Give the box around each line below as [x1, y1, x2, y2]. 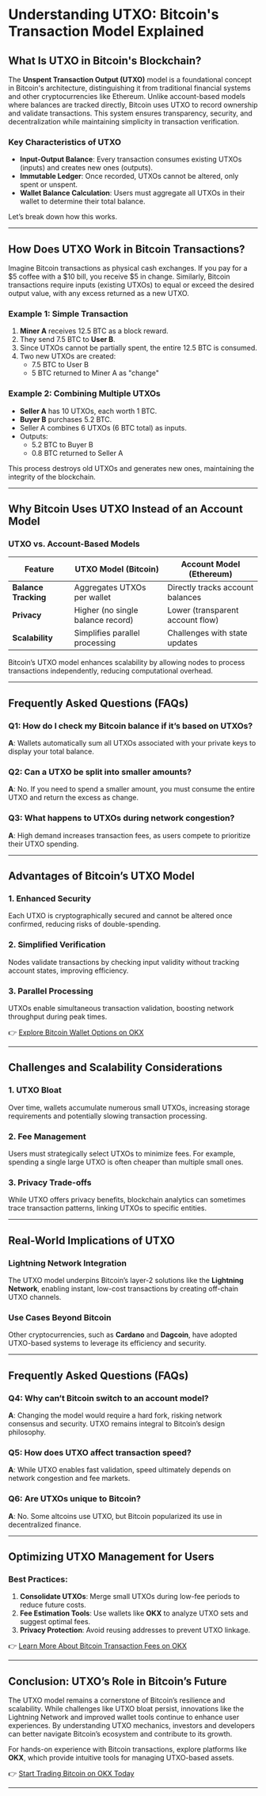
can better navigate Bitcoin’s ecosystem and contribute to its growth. [8, 1730, 233, 1738]
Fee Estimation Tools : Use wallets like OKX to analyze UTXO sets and [19, 1608, 249, 1618]
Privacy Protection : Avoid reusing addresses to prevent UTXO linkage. [19, 1625, 251, 1635]
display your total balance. [8, 746, 95, 757]
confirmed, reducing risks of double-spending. [8, 920, 161, 929]
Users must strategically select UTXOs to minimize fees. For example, [8, 1149, 236, 1158]
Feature [24, 564, 55, 575]
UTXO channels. [8, 1292, 62, 1301]
